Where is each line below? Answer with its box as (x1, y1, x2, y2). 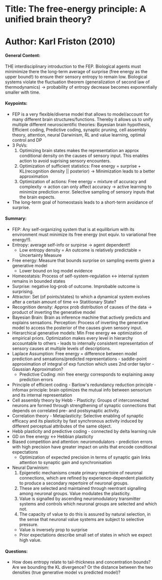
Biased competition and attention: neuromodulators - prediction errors (12, 439, 153, 445)
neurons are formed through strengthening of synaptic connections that (12, 402, 156, 408)
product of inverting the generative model (12, 309, 96, 315)
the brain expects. (19, 194, 56, 200)
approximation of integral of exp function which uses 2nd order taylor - (12, 361, 154, 367)
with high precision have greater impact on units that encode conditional (12, 444, 157, 449)
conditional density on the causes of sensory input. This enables (19, 153, 149, 158)
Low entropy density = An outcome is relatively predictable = (19, 247, 142, 253)
